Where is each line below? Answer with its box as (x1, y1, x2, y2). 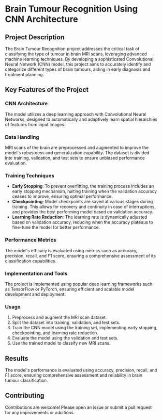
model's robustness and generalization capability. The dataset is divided (5, 149, 149, 156)
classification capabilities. (5, 258, 57, 264)
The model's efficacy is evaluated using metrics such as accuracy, (5, 247, 138, 253)
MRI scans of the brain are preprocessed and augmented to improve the (5, 145, 149, 150)
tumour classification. (5, 377, 48, 383)
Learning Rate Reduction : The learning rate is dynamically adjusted (12, 214, 147, 220)
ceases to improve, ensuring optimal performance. (12, 194, 113, 199)
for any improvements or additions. (5, 409, 75, 415)
